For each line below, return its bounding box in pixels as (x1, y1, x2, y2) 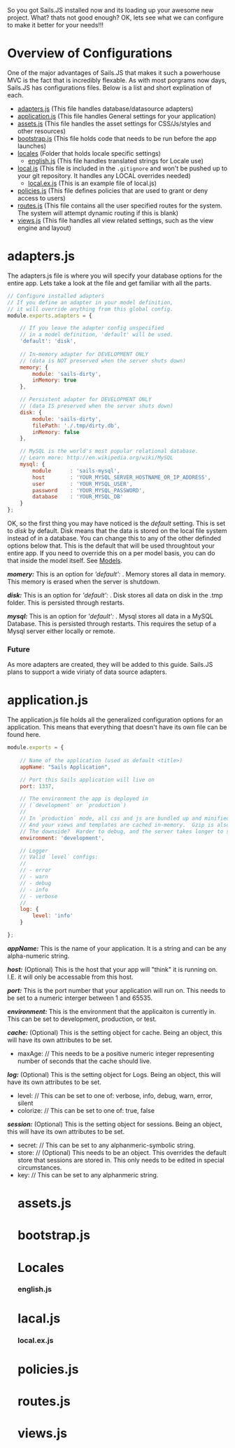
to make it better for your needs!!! (7, 21, 104, 29)
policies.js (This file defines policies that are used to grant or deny (17, 186, 208, 195)
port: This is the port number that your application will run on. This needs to (7, 986, 226, 994)
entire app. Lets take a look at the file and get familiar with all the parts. (7, 278, 212, 287)
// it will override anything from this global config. (7, 305, 173, 313)
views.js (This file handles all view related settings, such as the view (17, 216, 214, 224)
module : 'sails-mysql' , (32, 467, 120, 474)
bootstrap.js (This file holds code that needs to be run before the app (17, 134, 217, 142)
